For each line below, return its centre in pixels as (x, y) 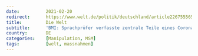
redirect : (18, 17)
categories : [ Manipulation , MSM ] (51, 38)
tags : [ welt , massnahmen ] (50, 44)
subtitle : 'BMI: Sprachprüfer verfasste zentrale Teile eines (91, 28)
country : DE (29, 33)
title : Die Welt (37, 22)
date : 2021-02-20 (39, 11)
